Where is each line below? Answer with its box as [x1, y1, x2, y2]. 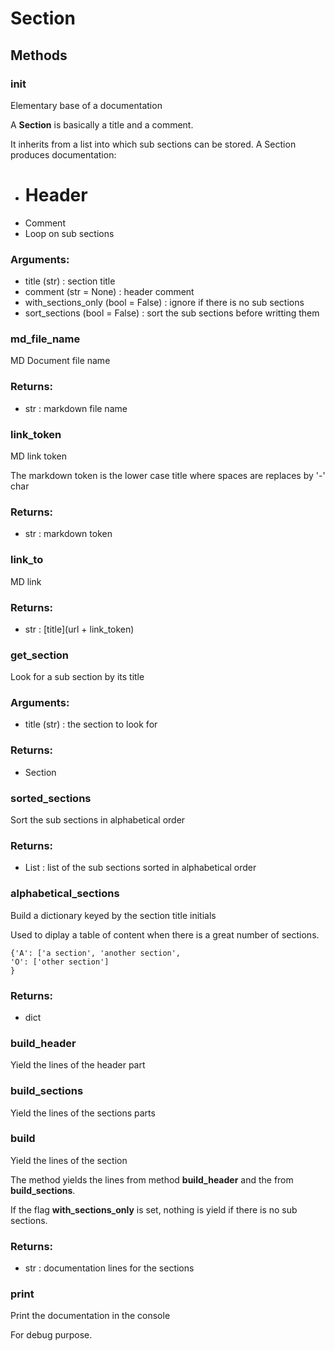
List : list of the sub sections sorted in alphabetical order [24, 862, 257, 874]
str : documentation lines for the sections [24, 1262, 195, 1274]
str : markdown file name [24, 402, 128, 414]
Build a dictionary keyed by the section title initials [10, 909, 217, 921]
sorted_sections [10, 791, 92, 805]
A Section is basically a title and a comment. [10, 118, 194, 131]
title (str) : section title [24, 275, 116, 287]
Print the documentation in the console [10, 1310, 171, 1322]
